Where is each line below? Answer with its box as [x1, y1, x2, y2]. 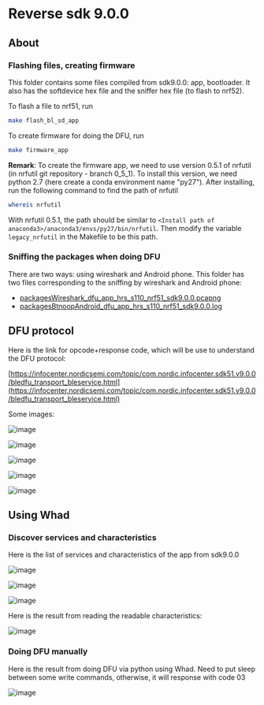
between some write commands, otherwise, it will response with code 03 [8, 672, 246, 682]
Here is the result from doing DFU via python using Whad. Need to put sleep [8, 664, 256, 673]
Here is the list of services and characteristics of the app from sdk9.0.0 [8, 550, 240, 560]
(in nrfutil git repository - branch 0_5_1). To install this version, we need [8, 169, 238, 178]
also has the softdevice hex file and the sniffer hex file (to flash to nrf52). [8, 86, 244, 95]
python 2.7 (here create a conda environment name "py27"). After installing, [8, 177, 255, 186]
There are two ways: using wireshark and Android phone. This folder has [8, 269, 245, 278]
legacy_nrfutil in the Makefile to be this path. [8, 232, 158, 241]
